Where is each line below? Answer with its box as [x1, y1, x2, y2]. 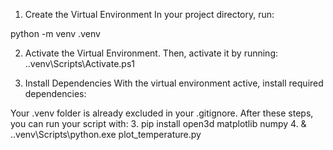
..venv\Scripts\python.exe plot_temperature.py [10, 129, 202, 140]
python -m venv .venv [10, 28, 101, 39]
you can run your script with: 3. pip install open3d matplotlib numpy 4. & [10, 118, 307, 129]
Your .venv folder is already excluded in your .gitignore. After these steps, [10, 107, 314, 119]
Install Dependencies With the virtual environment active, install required [24, 77, 324, 89]
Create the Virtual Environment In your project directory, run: [24, 9, 275, 20]
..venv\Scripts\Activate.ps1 [24, 58, 135, 69]
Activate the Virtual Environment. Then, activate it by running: [24, 47, 279, 59]
